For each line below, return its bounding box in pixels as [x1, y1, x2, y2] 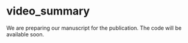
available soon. [6, 30, 45, 38]
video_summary [6, 4, 90, 18]
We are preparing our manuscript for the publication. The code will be [6, 24, 182, 31]
